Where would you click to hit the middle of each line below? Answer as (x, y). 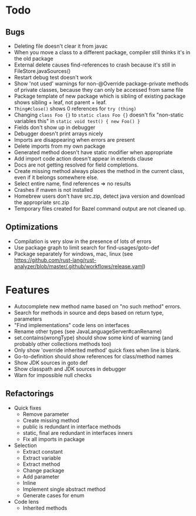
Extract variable (42, 458)
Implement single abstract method (64, 489)
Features (28, 290)
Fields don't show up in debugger (55, 127)
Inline (29, 482)
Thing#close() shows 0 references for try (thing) (75, 109)
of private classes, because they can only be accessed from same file (99, 90)
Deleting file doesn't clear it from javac (61, 46)
